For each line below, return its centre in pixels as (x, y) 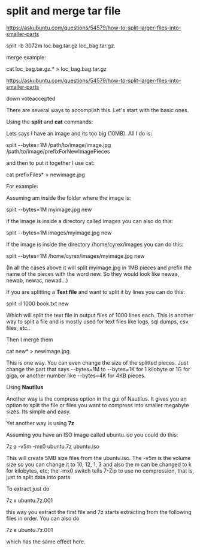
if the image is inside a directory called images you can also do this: (90, 221)
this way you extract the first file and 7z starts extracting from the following (99, 512)
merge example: (26, 57)
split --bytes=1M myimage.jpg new (49, 209)
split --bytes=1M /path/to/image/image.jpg (59, 145)
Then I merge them (30, 339)
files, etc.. (19, 327)
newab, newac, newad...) (37, 280)
